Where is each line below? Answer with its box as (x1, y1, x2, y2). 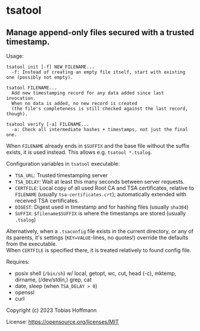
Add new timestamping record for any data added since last (11, 90, 164, 96)
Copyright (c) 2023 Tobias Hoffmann (6, 307, 97, 314)
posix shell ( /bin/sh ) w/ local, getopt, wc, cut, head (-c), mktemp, (14, 270, 177, 277)
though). (6, 111, 28, 117)
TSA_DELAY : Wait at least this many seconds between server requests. (14, 178, 185, 185)
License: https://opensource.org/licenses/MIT (6, 318, 119, 325)
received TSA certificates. (14, 197, 79, 204)
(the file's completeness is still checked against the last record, (11, 106, 188, 112)
